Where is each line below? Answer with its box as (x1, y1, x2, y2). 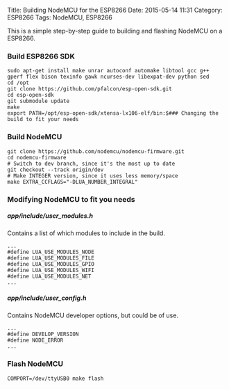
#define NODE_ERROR (7, 337, 64, 344)
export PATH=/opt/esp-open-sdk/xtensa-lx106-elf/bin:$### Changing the (7, 110, 219, 117)
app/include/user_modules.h (7, 212, 94, 220)
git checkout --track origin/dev (7, 166, 104, 173)
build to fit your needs (7, 116, 79, 123)
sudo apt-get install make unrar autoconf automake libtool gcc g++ (7, 68, 210, 74)
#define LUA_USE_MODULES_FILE (7, 255, 95, 262)
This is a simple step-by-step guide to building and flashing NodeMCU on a (7, 27, 223, 35)
